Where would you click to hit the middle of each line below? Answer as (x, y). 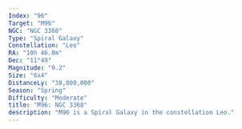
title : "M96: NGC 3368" (48, 105)
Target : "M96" (32, 23)
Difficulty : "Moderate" (48, 98)
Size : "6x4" (28, 75)
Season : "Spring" (37, 90)
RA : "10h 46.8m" (35, 53)
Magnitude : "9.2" (37, 68)
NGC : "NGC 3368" (35, 30)
